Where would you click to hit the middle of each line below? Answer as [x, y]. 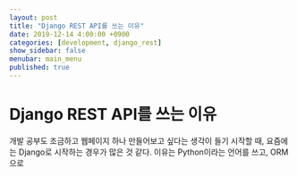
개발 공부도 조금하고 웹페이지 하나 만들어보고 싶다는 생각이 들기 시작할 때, [137, 140]
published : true [39, 68]
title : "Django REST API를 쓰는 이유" [77, 26]
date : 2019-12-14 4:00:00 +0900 [69, 34]
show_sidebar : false [48, 51]
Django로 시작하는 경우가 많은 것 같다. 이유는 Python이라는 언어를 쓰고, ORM [153, 152]
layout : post [34, 17]
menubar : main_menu [46, 59]
